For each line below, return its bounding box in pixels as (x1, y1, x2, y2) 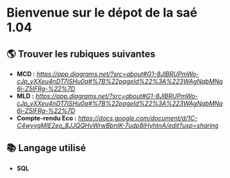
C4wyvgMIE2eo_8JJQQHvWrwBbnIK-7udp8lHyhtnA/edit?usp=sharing (16, 121, 219, 130)
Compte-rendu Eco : (16, 114, 77, 122)
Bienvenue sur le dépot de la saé (6, 5, 198, 21)
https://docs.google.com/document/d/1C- (78, 114, 198, 122)
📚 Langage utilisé (6, 142, 86, 154)
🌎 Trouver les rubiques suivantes (6, 48, 156, 60)
